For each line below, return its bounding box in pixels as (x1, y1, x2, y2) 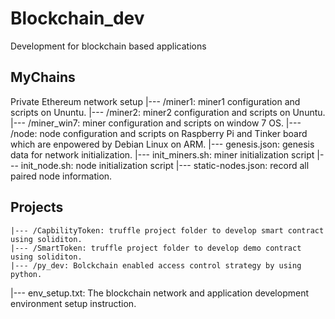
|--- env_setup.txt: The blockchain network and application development (10, 287, 310, 299)
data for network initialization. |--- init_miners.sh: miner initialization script (10, 148, 315, 161)
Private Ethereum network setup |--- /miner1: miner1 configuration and (10, 95, 301, 107)
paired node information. (10, 170, 113, 182)
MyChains (10, 69, 76, 86)
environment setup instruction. (10, 297, 137, 309)
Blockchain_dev (10, 7, 145, 30)
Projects (10, 199, 64, 216)
